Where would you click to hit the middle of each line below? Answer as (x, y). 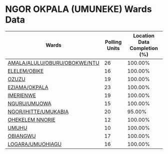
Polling (113, 42)
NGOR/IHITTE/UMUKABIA (38, 111)
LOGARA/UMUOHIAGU (34, 144)
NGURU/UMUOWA (29, 103)
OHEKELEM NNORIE (32, 119)
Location (144, 35)
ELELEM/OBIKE (26, 71)
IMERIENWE (22, 95)
